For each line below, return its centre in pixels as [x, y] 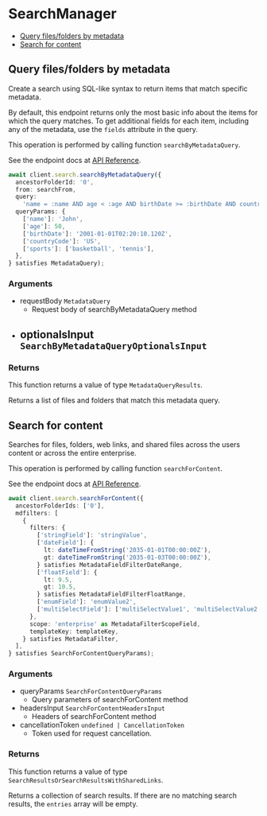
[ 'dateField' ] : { [65, 543]
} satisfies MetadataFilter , [71, 639]
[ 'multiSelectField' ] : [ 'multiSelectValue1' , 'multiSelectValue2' [149, 609]
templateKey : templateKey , [74, 631]
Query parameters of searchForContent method [110, 700]
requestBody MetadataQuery [65, 301]
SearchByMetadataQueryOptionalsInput [113, 346]
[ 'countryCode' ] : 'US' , [62, 241]
